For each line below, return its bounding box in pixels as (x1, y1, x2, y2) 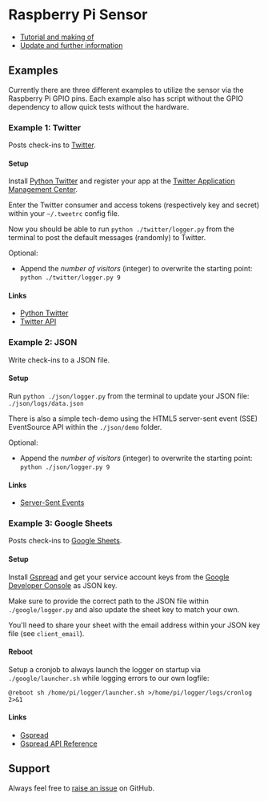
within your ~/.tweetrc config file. (8, 209, 120, 218)
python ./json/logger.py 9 (19, 463, 110, 471)
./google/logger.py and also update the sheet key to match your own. (8, 604, 240, 614)
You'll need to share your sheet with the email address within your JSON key (8, 620, 261, 630)
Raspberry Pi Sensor (8, 6, 148, 24)
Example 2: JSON (8, 337, 78, 348)
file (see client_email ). (8, 628, 85, 638)
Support (8, 762, 50, 775)
